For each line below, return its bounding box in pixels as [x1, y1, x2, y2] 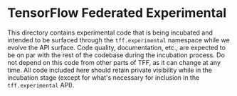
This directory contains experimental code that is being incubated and [7, 28, 214, 37]
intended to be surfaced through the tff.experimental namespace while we [7, 35, 230, 44]
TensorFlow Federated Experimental [7, 5, 226, 21]
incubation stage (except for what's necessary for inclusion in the [7, 73, 200, 82]
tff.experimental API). [7, 80, 75, 89]
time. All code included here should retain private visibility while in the [7, 66, 212, 74]
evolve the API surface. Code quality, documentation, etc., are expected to [7, 43, 226, 52]
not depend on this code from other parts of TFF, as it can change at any [7, 58, 221, 66]
